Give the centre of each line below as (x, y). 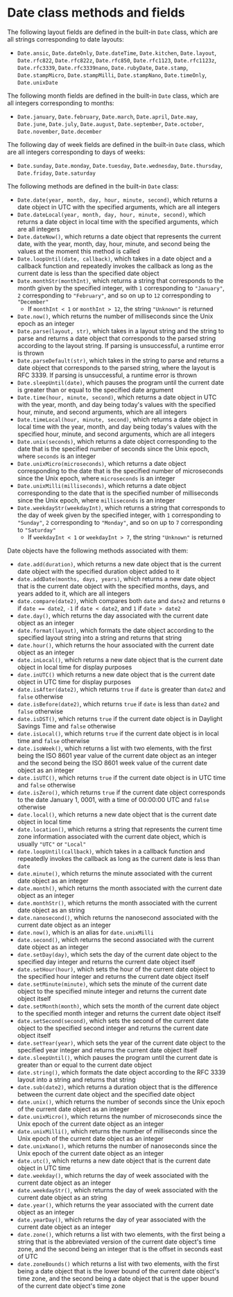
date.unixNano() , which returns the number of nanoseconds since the (117, 1146)
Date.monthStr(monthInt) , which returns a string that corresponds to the (120, 280)
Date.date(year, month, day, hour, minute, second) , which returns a (117, 200)
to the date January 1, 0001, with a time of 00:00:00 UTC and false (113, 799)
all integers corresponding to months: (61, 103)
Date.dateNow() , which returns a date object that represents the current (119, 236)
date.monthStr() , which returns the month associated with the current (117, 903)
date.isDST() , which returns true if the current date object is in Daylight (120, 718)
